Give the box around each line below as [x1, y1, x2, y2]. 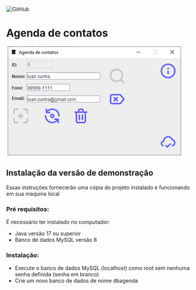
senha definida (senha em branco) [14, 271, 99, 278]
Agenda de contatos [6, 27, 109, 40]
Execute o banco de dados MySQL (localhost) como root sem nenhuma [14, 264, 190, 272]
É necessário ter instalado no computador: [6, 219, 110, 226]
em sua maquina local [6, 190, 60, 197]
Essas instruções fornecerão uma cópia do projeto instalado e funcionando [6, 184, 190, 191]
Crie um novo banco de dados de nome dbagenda [14, 277, 138, 285]
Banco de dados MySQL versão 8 [14, 237, 97, 244]
